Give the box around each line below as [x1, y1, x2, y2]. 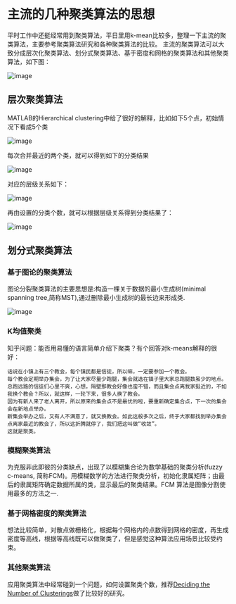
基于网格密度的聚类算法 [7, 508, 86, 518]
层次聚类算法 [7, 94, 63, 106]
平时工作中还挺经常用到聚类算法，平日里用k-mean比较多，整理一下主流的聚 [7, 31, 227, 39]
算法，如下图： [7, 57, 51, 65]
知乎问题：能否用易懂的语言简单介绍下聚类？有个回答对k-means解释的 [7, 344, 211, 352]
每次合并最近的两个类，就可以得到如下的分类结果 [7, 151, 149, 159]
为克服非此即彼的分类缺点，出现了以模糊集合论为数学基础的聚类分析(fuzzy [7, 463, 223, 472]
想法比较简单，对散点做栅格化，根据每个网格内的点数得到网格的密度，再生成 [7, 526, 229, 534]
